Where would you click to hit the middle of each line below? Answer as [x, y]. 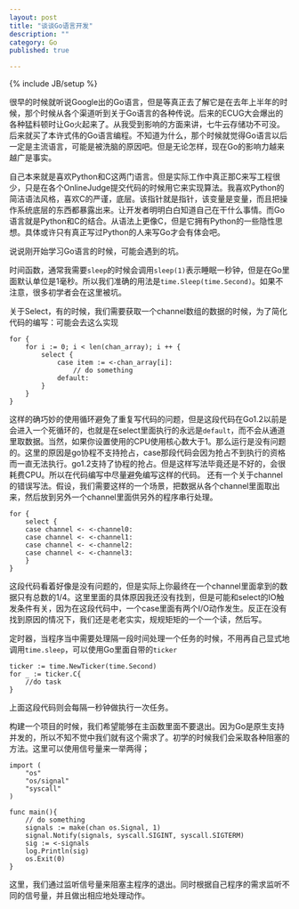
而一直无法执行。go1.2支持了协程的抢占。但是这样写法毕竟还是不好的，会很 [148, 464]
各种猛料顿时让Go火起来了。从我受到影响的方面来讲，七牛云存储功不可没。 [147, 125]
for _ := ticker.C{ [45, 674]
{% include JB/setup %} [53, 84]
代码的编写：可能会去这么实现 [64, 322]
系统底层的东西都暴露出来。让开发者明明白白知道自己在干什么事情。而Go [150, 210]
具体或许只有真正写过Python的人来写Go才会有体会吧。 [125, 232]
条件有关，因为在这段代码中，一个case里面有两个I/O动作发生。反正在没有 [152, 609]
